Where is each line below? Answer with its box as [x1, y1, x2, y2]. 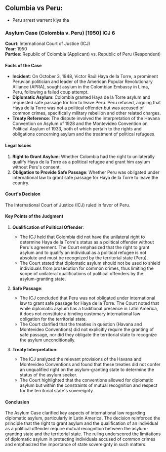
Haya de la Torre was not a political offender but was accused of [12, 105, 144, 111]
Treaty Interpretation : [12, 346, 58, 352]
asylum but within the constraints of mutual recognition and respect [19, 382, 158, 388]
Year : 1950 [5, 46, 27, 52]
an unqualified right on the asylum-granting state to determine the [19, 367, 155, 372]
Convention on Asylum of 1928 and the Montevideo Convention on [12, 121, 148, 126]
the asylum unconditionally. [19, 337, 76, 343]
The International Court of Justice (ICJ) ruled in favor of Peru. [5, 202, 130, 208]
